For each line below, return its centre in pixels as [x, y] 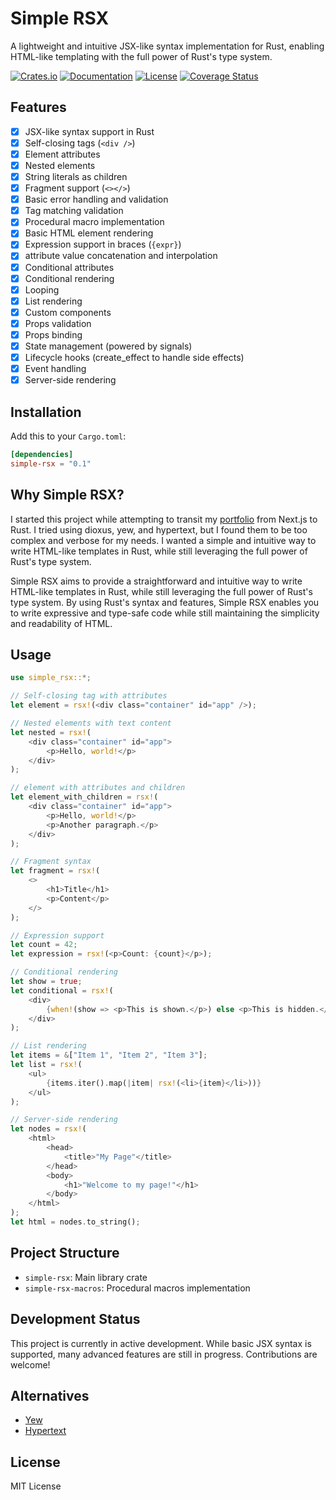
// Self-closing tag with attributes [89, 696]
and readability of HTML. [61, 623]
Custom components [68, 312]
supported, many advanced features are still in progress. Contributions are [164, 1354]
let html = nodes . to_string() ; [75, 1222]
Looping [42, 289]
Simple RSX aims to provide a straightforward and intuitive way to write [156, 581]
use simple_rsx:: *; [51, 678]
